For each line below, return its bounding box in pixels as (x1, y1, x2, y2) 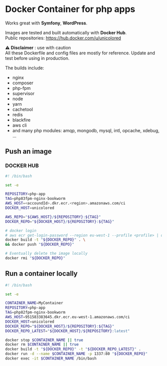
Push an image (5, 147, 52, 156)
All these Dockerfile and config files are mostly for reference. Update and (5, 50, 155, 56)
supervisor (12, 90, 35, 96)
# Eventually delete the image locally (5, 251, 88, 256)
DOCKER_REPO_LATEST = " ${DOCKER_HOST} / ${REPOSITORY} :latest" (5, 328, 130, 334)
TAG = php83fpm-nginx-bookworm (5, 196, 66, 201)
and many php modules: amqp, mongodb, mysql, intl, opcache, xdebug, (12, 127, 160, 133)
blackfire (12, 117, 31, 123)
